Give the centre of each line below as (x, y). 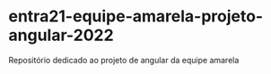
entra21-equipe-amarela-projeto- (136, 16)
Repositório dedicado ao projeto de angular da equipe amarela (124, 60)
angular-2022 (61, 35)
